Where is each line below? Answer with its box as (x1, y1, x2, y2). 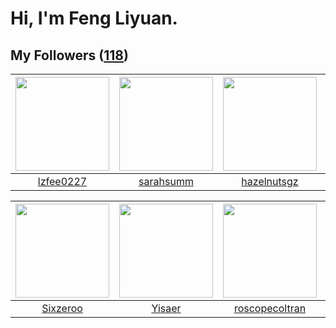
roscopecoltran (233, 302, 307, 315)
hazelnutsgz (241, 175, 299, 188)
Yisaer (151, 302, 182, 315)
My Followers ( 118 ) (10, 47, 129, 64)
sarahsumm (138, 175, 194, 188)
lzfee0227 (37, 175, 88, 188)
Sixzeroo (41, 302, 83, 315)
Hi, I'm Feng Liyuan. (10, 7, 178, 30)
